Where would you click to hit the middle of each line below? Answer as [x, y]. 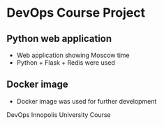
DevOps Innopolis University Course [59, 115]
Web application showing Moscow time [73, 55]
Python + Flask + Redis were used [66, 63]
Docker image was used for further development [87, 101]
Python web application [59, 39]
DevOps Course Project [76, 13]
